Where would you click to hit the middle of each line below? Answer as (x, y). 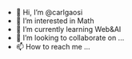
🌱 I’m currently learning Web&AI (68, 29)
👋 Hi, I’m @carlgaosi (49, 12)
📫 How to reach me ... (53, 47)
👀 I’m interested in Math (55, 21)
